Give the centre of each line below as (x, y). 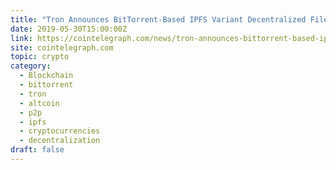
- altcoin (39, 103)
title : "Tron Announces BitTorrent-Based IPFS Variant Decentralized (158, 19)
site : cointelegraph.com (62, 47)
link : (21, 38)
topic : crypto (40, 57)
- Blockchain (46, 76)
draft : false (37, 150)
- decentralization (60, 141)
